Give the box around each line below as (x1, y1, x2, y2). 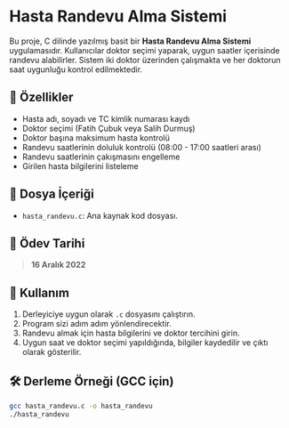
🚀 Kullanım (9, 285, 69, 300)
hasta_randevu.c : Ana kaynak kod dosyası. (21, 210, 178, 221)
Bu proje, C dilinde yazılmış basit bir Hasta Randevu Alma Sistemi (9, 36, 252, 46)
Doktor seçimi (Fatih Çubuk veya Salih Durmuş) (21, 123, 196, 133)
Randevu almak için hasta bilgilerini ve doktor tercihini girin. (21, 327, 240, 339)
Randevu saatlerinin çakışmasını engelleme (21, 151, 181, 162)
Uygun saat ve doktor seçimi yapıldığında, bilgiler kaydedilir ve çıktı (21, 337, 269, 348)
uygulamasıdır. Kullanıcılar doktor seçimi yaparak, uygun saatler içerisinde (9, 44, 280, 55)
